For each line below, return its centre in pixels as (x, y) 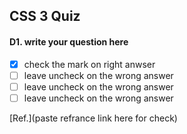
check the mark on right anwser (89, 64)
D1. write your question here (69, 41)
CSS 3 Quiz (45, 16)
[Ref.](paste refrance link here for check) (93, 118)
